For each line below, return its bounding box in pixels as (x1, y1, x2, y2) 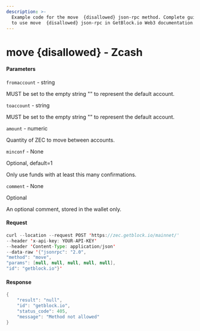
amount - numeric (6, 124, 48, 132)
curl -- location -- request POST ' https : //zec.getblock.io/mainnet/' (6, 232, 180, 238)
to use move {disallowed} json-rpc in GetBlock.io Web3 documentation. (11, 20, 196, 26)
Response (6, 278, 32, 286)
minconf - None (6, 148, 43, 155)
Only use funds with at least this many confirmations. (6, 171, 137, 178)
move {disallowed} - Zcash (6, 45, 143, 59)
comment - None (6, 182, 43, 189)
